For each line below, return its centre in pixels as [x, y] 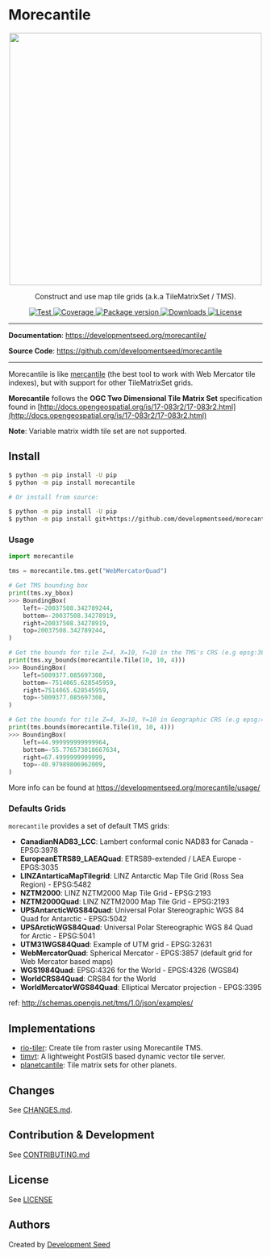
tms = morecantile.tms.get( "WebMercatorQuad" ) [88, 571]
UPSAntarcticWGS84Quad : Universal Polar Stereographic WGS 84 [132, 910]
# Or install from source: [54, 497]
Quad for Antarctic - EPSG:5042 [73, 919]
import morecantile [41, 557]
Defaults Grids [37, 808]
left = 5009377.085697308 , [65, 675]
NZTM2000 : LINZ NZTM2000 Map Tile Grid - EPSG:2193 [115, 893]
